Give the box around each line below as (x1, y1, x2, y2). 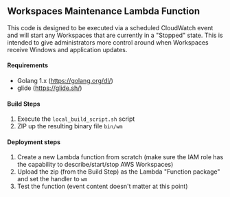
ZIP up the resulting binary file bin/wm (16, 122, 123, 130)
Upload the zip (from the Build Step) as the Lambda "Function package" (16, 167, 221, 176)
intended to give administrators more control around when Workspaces (7, 38, 209, 47)
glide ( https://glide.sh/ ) (16, 84, 82, 92)
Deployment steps (7, 137, 60, 146)
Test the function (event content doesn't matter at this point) (16, 182, 188, 191)
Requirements (7, 61, 49, 69)
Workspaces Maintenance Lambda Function (7, 5, 200, 17)
